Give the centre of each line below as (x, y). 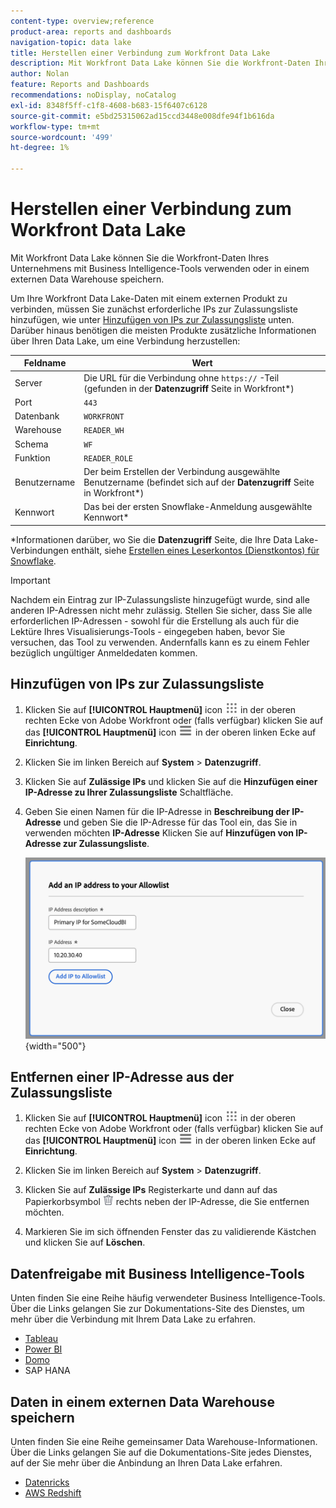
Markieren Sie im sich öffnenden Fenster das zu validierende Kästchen (170, 1232)
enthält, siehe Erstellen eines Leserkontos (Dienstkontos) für (195, 550)
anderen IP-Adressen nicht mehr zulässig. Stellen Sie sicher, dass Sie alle (161, 610)
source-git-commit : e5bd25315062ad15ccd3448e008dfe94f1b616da (142, 116)
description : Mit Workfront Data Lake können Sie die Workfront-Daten (160, 63)
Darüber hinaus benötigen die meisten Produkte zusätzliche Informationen (163, 330)
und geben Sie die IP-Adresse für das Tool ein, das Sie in (180, 822)
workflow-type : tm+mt (55, 126)
